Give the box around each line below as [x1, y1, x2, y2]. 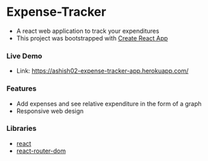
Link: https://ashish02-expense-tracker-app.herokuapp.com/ [16, 66, 189, 75]
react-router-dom [16, 147, 66, 155]
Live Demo [6, 51, 42, 60]
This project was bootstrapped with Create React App [16, 34, 168, 42]
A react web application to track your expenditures [16, 27, 159, 35]
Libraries [6, 124, 37, 134]
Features [6, 84, 37, 93]
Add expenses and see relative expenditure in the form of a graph [16, 99, 203, 108]
